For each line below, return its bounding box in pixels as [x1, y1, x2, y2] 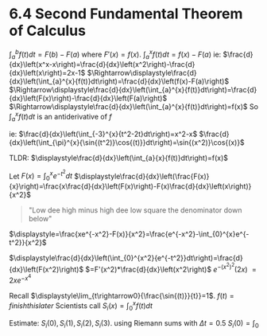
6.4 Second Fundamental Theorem [9, 5, 243, 23]
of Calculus [9, 21, 87, 40]
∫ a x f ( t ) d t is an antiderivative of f [9, 111, 112, 123]
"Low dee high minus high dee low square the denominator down [28, 205, 242, 215]
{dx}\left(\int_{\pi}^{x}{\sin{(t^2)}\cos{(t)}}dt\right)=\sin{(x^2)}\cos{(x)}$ [9, 137, 245, 147]
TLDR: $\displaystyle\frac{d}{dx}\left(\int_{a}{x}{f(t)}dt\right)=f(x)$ [9, 153, 229, 162]
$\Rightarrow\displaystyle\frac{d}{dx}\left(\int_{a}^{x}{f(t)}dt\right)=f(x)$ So [9, 102, 259, 111]
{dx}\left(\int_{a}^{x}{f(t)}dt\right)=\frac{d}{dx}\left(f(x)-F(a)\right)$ [9, 76, 230, 86]
